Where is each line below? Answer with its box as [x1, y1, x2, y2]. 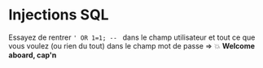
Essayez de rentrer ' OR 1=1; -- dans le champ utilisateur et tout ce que [8, 32, 256, 42]
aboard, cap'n [8, 50, 57, 60]
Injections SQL [8, 6, 109, 24]
